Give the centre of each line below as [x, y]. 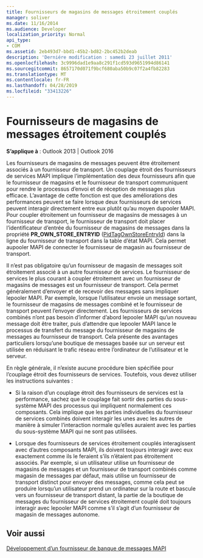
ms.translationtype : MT [36, 74]
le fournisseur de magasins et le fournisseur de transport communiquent [97, 182]
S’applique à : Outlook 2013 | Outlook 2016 [60, 151]
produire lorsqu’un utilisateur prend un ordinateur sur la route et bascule [105, 489]
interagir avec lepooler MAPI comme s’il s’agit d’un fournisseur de [97, 508]
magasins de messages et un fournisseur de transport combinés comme [106, 469]
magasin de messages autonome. [57, 514]
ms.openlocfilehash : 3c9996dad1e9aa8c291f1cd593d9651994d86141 [88, 63]
